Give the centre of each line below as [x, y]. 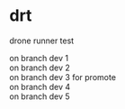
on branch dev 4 [40, 86]
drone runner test [42, 41]
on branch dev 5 [40, 96]
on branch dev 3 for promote [63, 77]
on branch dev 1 [39, 58]
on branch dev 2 [40, 68]
